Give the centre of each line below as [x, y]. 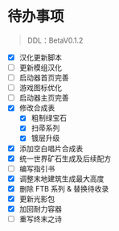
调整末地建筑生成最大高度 [62, 179]
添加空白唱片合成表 [51, 148]
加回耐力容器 [40, 208]
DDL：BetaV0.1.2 [55, 40]
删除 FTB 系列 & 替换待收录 [64, 188]
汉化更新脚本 [40, 57]
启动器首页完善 [44, 78]
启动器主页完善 [44, 98]
